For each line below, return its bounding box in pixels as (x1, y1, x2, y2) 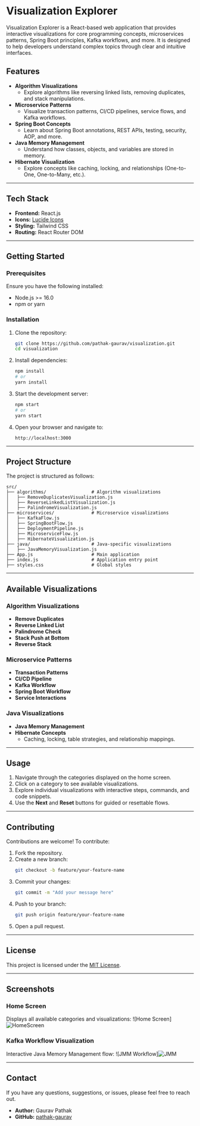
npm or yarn (14, 301, 45, 308)
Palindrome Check (14, 628, 62, 635)
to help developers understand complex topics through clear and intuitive (6, 43, 186, 50)
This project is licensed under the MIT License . (6, 961, 121, 968)
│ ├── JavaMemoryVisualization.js (6, 547, 97, 553)
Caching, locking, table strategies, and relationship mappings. (23, 735, 176, 743)
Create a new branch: (14, 856, 68, 863)
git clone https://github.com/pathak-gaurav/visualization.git (14, 341, 176, 347)
